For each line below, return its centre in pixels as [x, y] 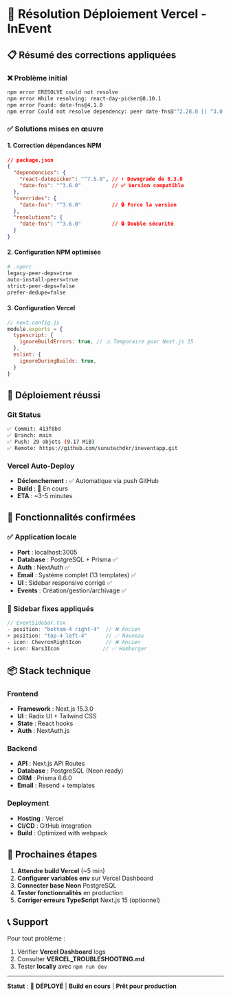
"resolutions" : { [38, 217]
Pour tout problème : [36, 939]
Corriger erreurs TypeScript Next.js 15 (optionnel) [88, 900]
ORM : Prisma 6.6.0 [44, 778]
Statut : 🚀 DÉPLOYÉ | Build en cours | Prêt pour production [92, 986]
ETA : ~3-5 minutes [45, 496]
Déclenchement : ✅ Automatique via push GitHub [88, 481]
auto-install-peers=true [43, 279]
